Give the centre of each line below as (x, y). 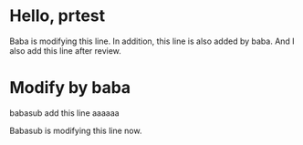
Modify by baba (70, 88)
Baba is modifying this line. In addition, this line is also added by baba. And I (152, 41)
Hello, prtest (57, 16)
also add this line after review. (65, 50)
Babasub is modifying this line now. (76, 130)
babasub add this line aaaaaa (65, 113)
